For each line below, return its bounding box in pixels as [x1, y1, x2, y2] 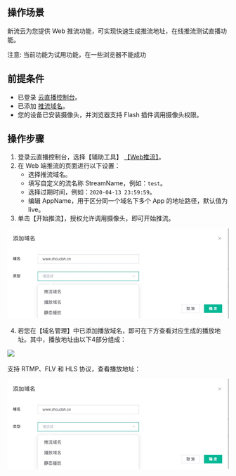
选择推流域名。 [27, 171, 72, 179]
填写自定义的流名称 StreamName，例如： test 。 [27, 179, 167, 187]
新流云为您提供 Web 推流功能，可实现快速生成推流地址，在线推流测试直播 [7, 27, 221, 35]
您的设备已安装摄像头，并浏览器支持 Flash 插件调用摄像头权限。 [17, 110, 203, 119]
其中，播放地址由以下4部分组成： [29, 336, 126, 344]
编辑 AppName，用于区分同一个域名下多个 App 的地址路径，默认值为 [27, 197, 228, 205]
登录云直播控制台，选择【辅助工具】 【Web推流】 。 [17, 153, 165, 161]
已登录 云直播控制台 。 [17, 93, 81, 101]
